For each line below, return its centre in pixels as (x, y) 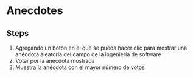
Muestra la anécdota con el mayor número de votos (80, 67)
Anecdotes (35, 11)
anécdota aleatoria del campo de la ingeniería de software (88, 54)
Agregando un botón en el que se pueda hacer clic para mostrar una (101, 48)
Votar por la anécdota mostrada (55, 61)
